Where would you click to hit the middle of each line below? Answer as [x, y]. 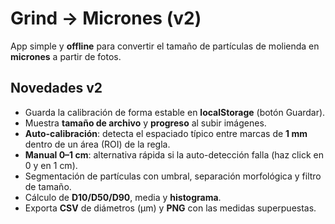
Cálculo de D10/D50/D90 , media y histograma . [123, 197]
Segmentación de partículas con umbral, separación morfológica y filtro [173, 176]
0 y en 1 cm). [51, 165]
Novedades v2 [56, 88]
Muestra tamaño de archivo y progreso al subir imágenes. [145, 123]
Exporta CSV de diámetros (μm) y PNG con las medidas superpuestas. [170, 208]
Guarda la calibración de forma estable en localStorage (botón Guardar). [175, 112]
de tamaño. [48, 186]
